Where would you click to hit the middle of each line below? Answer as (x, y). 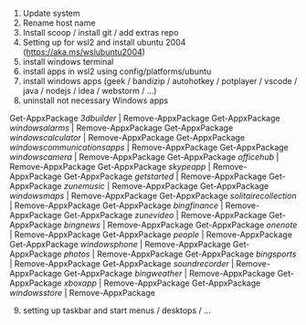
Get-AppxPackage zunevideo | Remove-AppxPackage (165, 215)
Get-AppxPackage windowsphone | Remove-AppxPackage (120, 244)
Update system (51, 13)
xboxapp (80, 283)
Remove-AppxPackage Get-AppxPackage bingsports (197, 254)
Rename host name (59, 23)
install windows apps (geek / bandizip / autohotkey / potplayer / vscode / (160, 81)
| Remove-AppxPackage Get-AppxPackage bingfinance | (116, 205)
